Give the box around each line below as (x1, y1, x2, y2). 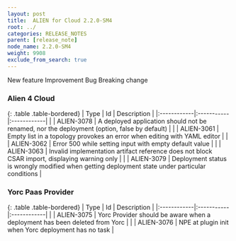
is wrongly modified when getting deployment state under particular (7, 162, 206, 170)
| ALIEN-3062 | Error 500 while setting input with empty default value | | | (7, 139, 221, 148)
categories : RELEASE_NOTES (7, 30, 87, 37)
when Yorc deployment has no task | (7, 225, 115, 234)
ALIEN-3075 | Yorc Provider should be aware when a (56, 211, 211, 219)
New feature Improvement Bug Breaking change (7, 76, 148, 84)
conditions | (7, 170, 43, 178)
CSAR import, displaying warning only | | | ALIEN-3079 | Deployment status (7, 155, 227, 163)
